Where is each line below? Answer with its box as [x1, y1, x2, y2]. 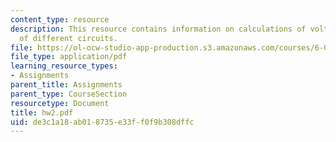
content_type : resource [10, 14, 110, 25]
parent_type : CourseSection [10, 89, 128, 99]
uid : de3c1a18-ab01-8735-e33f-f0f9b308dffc [10, 117, 195, 127]
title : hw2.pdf [10, 107, 74, 118]
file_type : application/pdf [10, 52, 128, 62]
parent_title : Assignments [10, 80, 123, 90]
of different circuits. [19, 33, 118, 43]
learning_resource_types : [10, 61, 118, 71]
